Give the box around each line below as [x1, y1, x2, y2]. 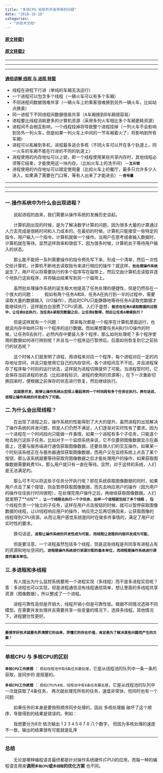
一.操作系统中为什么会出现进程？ [5, 200, 81, 206]
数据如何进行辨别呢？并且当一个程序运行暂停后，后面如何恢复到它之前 [13, 337, 154, 343]
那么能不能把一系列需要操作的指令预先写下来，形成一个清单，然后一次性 [13, 257, 158, 262]
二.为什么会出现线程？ [5, 407, 57, 414]
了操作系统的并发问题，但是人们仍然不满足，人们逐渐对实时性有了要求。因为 [5, 424, 158, 431]
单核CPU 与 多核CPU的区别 [5, 653, 68, 660]
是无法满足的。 [5, 467, 35, 473]
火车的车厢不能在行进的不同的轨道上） [16, 148, 93, 154]
